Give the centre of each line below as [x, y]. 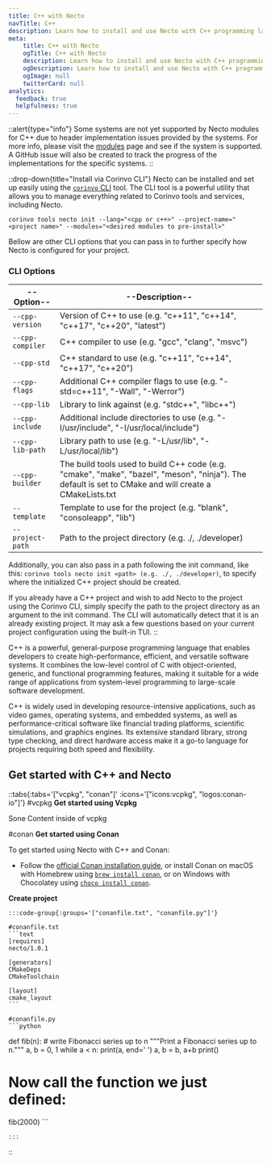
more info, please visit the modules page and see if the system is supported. [135, 146]
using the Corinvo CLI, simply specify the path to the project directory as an [134, 606]
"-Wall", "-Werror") [148, 391]
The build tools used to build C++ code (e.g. [143, 464]
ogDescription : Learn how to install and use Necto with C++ [127, 69]
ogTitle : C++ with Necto [65, 53]
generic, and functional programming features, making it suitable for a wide [134, 674]
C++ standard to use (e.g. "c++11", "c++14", [145, 358]
